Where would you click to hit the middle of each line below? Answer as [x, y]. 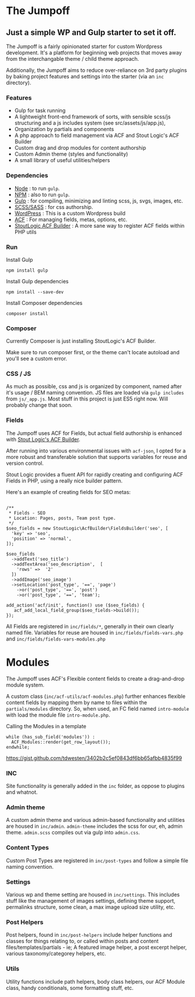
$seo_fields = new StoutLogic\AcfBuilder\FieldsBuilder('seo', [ [87, 528]
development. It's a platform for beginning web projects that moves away [94, 53]
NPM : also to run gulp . [42, 194]
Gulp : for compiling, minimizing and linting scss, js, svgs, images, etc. [99, 201]
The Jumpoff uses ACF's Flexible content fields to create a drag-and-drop [95, 679]
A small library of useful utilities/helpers [62, 160]
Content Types [27, 848]
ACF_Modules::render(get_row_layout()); [61, 742]
